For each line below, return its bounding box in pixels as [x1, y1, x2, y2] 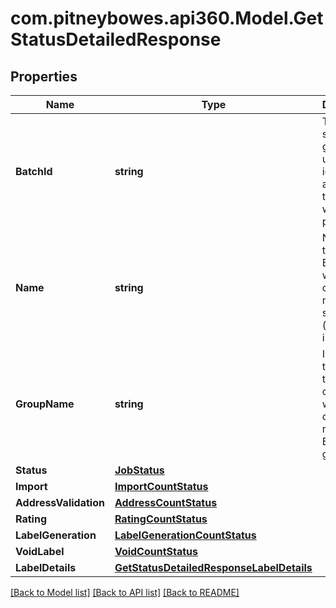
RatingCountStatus [114, 512, 208, 526]
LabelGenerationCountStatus [114, 528, 257, 542]
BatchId [15, 165, 53, 178]
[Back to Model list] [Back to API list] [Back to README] [10, 587, 240, 598]
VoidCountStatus [114, 545, 199, 558]
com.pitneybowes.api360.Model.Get [10, 7, 324, 30]
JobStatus [114, 463, 165, 477]
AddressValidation [15, 496, 105, 509]
